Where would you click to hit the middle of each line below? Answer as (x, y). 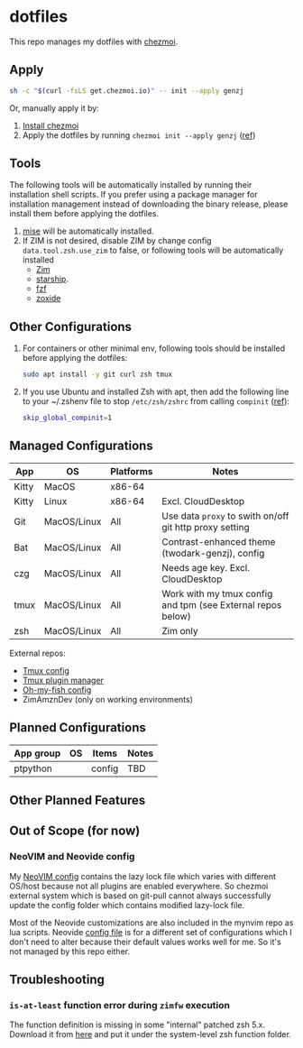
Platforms (131, 471)
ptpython (33, 768)
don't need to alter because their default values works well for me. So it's (145, 942)
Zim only (180, 630)
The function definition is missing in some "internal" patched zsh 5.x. (138, 1025)
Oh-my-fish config (57, 689)
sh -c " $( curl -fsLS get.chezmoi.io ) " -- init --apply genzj (127, 91)
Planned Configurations (78, 728)
